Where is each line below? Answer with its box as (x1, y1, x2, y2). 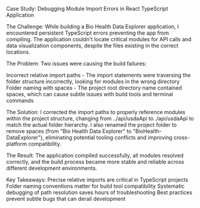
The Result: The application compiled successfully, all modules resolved (6, 152, 184, 159)
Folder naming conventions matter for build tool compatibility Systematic (6, 182, 185, 189)
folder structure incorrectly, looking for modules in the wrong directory (6, 78, 180, 85)
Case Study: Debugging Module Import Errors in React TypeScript (6, 5, 168, 12)
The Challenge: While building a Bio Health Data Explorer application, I (6, 23, 179, 30)
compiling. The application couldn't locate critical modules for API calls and (6, 36, 192, 42)
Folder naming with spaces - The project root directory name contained (6, 84, 182, 91)
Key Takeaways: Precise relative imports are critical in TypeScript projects (6, 176, 189, 183)
